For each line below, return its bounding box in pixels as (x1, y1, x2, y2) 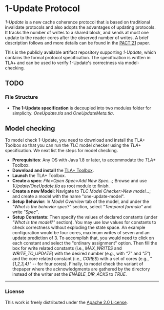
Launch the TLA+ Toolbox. (12, 173, 66, 178)
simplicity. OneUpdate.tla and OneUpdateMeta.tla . (12, 110, 114, 116)
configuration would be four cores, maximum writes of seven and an (12, 230, 150, 236)
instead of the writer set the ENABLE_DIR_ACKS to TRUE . (12, 271, 127, 277)
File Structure (5, 94, 38, 101)
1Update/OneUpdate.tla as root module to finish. (12, 183, 110, 189)
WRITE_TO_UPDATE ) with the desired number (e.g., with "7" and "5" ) (12, 250, 151, 257)
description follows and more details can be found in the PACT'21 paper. (5, 40, 150, 45)
